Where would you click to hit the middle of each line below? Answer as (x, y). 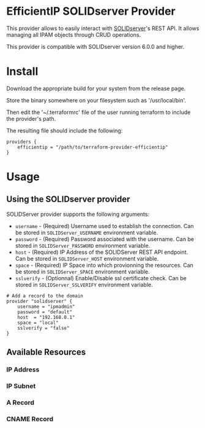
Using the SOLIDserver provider (68, 200)
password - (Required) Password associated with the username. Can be (105, 239)
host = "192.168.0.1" (46, 317)
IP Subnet (21, 386)
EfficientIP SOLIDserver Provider (91, 11)
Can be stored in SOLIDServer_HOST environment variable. (87, 258)
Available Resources (46, 352)
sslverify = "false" (43, 328)
